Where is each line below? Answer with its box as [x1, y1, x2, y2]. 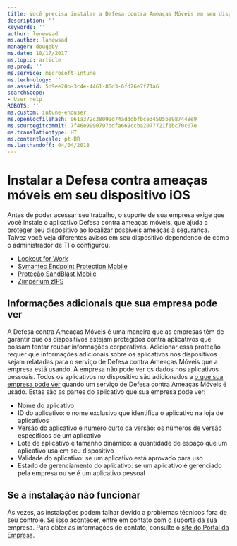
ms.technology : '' [7, 76, 61, 83]
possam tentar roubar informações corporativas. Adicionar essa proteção [7, 342, 221, 351]
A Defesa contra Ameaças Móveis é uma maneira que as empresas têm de [7, 327, 224, 336]
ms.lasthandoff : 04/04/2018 [7, 142, 90, 149]
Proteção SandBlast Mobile [17, 269, 97, 278]
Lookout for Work [17, 255, 69, 263]
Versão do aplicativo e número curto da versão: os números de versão [17, 424, 222, 432]
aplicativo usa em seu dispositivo [17, 446, 114, 455]
